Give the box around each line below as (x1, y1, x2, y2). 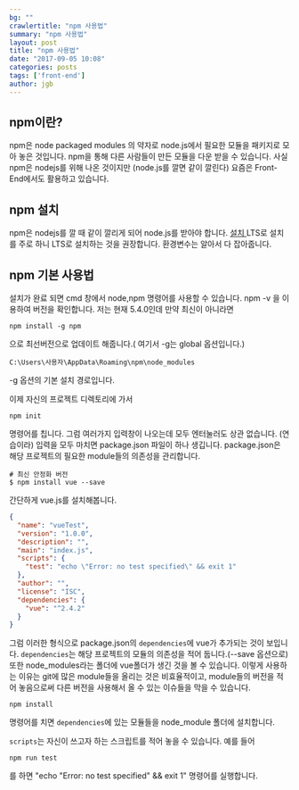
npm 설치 (9, 202, 60, 217)
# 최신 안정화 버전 (9, 470, 69, 479)
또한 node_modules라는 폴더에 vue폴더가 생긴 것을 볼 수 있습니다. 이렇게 (9, 660, 264, 670)
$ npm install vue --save (9, 478, 105, 487)
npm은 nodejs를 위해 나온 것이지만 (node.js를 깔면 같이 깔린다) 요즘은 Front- (9, 162, 278, 173)
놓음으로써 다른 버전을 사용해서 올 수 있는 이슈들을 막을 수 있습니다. (18, 682, 251, 693)
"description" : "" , (17, 537, 90, 546)
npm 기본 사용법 (9, 267, 95, 282)
